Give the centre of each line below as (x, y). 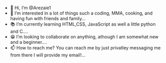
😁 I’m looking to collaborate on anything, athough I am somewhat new (84, 37)
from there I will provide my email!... (48, 55)
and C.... (19, 31)
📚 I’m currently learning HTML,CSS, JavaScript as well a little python (83, 24)
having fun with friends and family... (48, 18)
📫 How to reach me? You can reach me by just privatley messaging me (85, 48)
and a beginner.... (29, 42)
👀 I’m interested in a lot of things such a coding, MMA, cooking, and (81, 13)
